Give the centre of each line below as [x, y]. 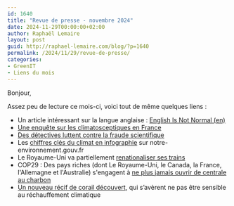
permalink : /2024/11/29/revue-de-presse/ [69, 53]
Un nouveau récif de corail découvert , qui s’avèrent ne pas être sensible [122, 187]
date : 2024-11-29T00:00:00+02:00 [56, 27]
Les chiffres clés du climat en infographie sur [83, 142]
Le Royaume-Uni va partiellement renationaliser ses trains [101, 157]
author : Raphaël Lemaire [44, 33]
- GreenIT [22, 66]
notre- [159, 142]
